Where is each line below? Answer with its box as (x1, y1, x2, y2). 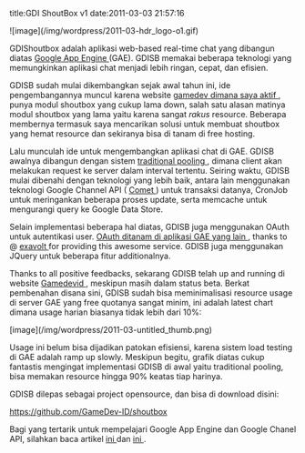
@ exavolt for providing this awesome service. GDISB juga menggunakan (9, 241, 284, 251)
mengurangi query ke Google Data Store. (9, 204, 164, 215)
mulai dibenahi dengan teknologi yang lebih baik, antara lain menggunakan (9, 175, 290, 186)
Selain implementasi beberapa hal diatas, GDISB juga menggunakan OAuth (9, 222, 290, 232)
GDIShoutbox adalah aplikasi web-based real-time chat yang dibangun (9, 43, 275, 54)
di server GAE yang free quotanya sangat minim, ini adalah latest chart (9, 297, 274, 307)
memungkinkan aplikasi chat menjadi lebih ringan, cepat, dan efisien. (9, 63, 269, 73)
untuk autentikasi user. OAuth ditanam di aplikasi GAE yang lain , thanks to (9, 231, 288, 242)
